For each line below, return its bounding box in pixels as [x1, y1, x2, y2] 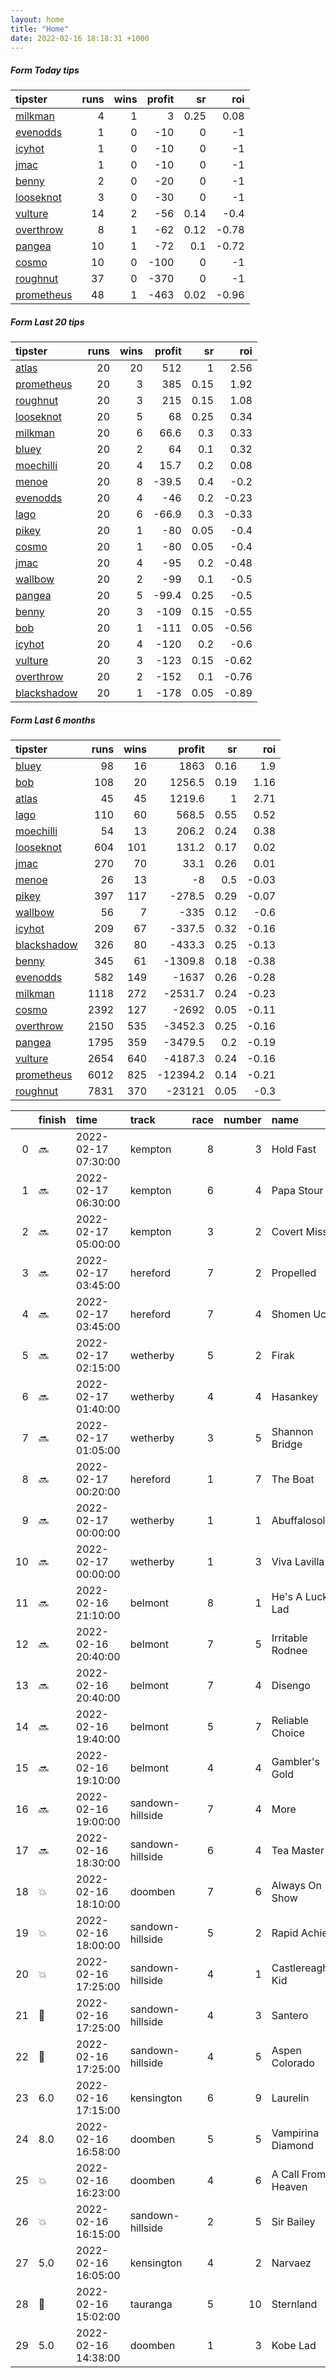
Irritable [271, 1631, 308, 1645]
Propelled [271, 1266, 317, 1280]
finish [38, 1113, 67, 1127]
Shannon [271, 1425, 314, 1439]
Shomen [271, 1307, 311, 1321]
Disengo [271, 1679, 311, 1693]
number [223, 1113, 262, 1127]
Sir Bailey [271, 2215, 316, 2229]
